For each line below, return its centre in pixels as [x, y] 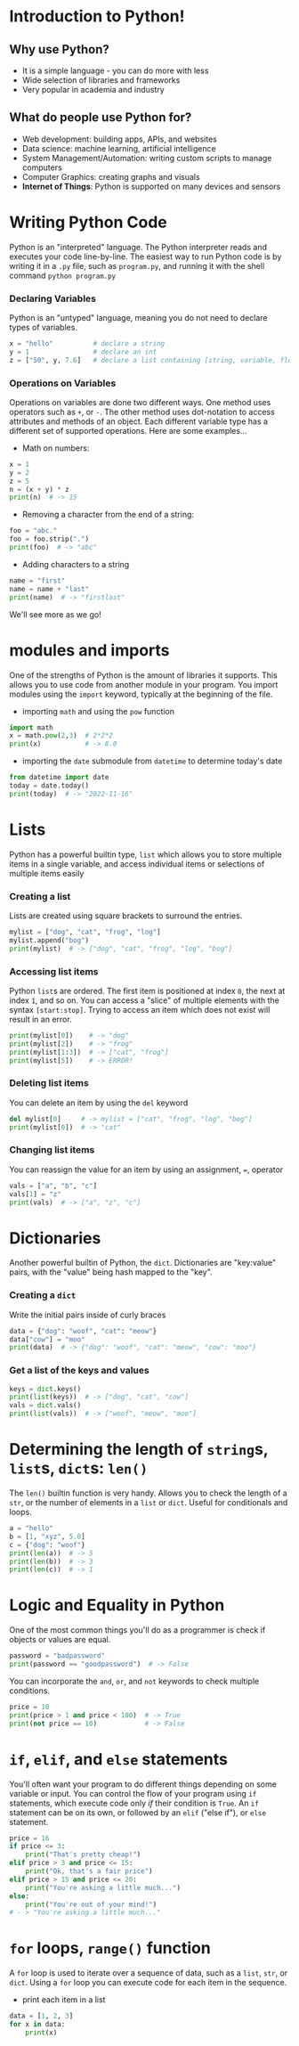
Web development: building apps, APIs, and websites [120, 139]
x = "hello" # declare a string [87, 344]
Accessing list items [54, 971]
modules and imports [89, 650]
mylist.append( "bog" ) [49, 940]
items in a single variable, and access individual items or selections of [137, 864]
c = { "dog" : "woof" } [48, 1545]
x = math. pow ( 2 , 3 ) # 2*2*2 [61, 736]
